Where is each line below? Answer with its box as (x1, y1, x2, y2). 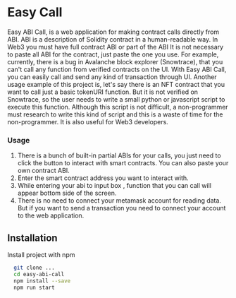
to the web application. (17, 211, 85, 220)
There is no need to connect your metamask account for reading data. (17, 196, 222, 205)
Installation (7, 232, 58, 244)
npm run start (13, 284, 55, 291)
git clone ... (13, 264, 55, 272)
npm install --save (13, 277, 71, 285)
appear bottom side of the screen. (17, 189, 117, 198)
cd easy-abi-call (13, 270, 65, 278)
